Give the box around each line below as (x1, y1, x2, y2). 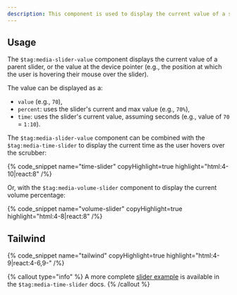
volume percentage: (7, 191, 66, 200)
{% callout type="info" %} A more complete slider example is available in (7, 272, 220, 281)
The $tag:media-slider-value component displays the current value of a (7, 55, 218, 64)
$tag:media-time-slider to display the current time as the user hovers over (7, 141, 226, 150)
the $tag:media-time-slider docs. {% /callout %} (7, 280, 150, 289)
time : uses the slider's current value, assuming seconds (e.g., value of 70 (17, 112, 230, 121)
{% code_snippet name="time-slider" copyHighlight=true (7, 162, 174, 171)
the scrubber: (7, 149, 47, 157)
